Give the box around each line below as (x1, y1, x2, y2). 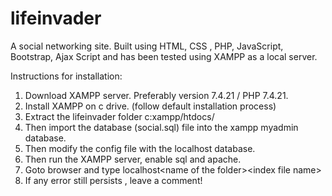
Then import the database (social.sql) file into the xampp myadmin (24, 121, 299, 133)
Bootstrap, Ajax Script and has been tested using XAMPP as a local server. (10, 50, 318, 62)
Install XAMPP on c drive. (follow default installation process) (24, 100, 277, 112)
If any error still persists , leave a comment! (24, 174, 203, 186)
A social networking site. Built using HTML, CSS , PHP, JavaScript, (10, 40, 284, 52)
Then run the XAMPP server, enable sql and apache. (24, 153, 242, 165)
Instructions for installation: (10, 70, 123, 82)
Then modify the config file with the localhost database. (24, 142, 256, 154)
